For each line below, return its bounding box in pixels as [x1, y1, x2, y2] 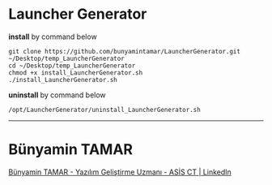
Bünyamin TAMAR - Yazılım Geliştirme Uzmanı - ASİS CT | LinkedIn [8, 167, 232, 177]
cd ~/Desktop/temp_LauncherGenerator [8, 62, 136, 70]
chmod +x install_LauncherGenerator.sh [8, 68, 143, 77]
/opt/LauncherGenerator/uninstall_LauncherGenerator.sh [8, 105, 201, 114]
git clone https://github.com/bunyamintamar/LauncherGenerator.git [8, 47, 241, 55]
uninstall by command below [8, 90, 107, 100]
